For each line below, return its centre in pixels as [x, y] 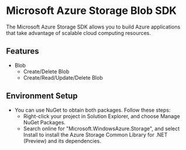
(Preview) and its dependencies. [62, 141]
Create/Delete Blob [46, 72]
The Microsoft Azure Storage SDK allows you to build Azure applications [93, 27]
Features [23, 51]
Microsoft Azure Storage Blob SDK [92, 11]
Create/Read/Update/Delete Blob [63, 77]
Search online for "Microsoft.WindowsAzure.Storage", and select [101, 128]
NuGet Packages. [44, 122]
